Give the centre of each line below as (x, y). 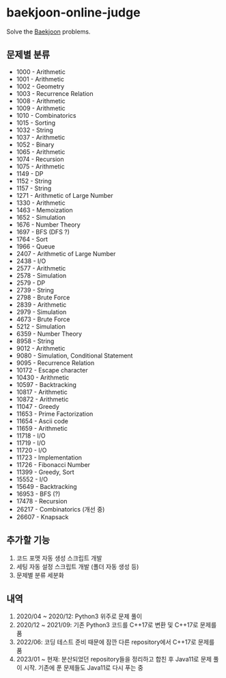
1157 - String (34, 188)
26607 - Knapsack (42, 517)
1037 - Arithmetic (41, 137)
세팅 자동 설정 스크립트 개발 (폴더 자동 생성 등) (77, 566)
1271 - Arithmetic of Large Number (65, 195)
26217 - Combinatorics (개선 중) (60, 509)
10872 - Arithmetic (42, 399)
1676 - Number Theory (48, 225)
